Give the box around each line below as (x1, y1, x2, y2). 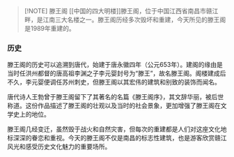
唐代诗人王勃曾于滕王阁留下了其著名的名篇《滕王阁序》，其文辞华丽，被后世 (7, 93, 224, 101)
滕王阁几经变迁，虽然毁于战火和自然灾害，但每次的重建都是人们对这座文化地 (7, 125, 227, 133)
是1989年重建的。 (24, 24, 75, 32)
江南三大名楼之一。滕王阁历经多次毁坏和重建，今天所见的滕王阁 (42, 15, 226, 24)
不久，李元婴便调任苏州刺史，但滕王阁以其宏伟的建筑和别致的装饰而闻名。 (7, 78, 221, 87)
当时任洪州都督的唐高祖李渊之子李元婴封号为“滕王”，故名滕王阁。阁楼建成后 (7, 69, 226, 77)
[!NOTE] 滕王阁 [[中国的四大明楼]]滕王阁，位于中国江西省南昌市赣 (24, 7, 212, 15)
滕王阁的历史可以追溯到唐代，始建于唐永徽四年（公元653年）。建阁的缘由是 (7, 61, 223, 69)
